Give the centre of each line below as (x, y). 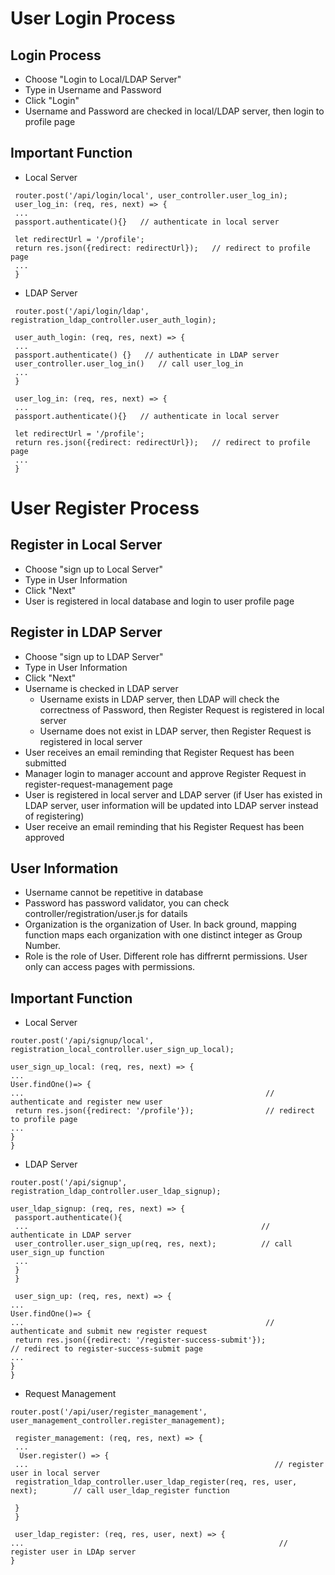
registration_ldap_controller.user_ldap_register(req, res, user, (156, 1482)
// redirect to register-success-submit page (106, 1349)
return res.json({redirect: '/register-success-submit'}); (140, 1340)
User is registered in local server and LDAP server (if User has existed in (173, 794)
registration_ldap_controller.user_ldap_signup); (116, 1192)
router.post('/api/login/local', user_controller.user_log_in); (151, 195)
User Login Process (93, 18)
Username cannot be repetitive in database (114, 893)
